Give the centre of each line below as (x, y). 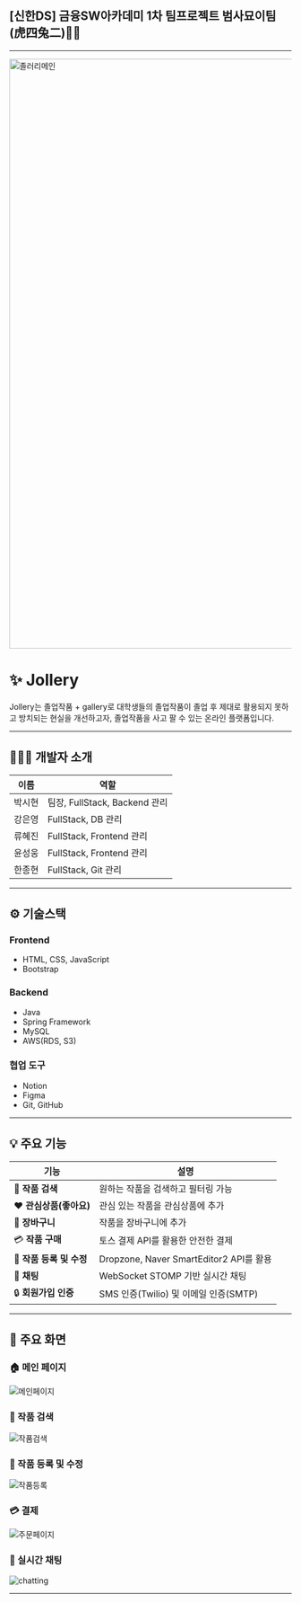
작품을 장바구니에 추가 (142, 1222)
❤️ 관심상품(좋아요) (52, 1205)
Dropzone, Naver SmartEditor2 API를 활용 (185, 1259)
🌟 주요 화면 (38, 1340)
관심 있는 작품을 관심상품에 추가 (162, 1205)
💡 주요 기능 (38, 1144)
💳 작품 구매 (38, 1239)
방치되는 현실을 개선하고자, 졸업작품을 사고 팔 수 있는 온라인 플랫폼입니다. (146, 718)
